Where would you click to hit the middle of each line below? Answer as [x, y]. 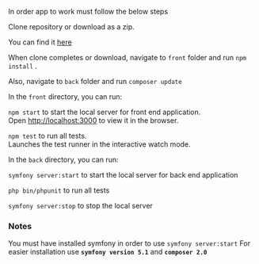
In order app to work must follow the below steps [88, 11]
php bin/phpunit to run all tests [59, 190]
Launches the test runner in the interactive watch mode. [100, 144]
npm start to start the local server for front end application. [105, 112]
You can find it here [40, 42]
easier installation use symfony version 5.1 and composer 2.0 [108, 252]
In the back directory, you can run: [63, 159]
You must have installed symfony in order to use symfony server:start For [129, 243]
